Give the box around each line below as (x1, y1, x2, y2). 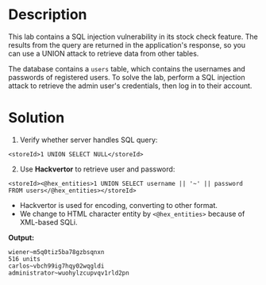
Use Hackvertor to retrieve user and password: (19, 164, 175, 174)
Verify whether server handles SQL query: (19, 135, 158, 144)
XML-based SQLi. (19, 217, 78, 227)
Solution (8, 109, 65, 127)
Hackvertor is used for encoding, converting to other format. (19, 200, 218, 210)
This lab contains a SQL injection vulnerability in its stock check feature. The (8, 32, 258, 41)
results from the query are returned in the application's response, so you (8, 40, 246, 49)
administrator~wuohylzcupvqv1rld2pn (8, 268, 129, 277)
